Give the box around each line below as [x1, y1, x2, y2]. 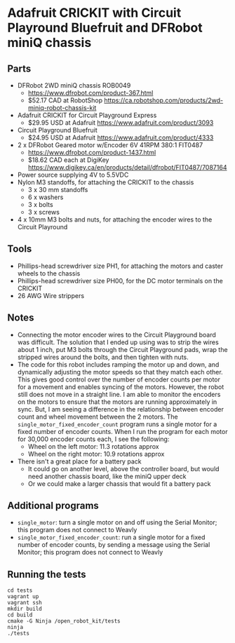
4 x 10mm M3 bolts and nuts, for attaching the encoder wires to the [17, 215, 213, 224]
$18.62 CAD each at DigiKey [27, 156, 109, 164]
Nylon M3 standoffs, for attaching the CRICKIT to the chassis [17, 178, 194, 187]
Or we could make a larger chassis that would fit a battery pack [27, 479, 211, 488]
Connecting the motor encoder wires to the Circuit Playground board [17, 330, 216, 339]
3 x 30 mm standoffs [27, 186, 88, 194]
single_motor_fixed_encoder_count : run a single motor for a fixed [17, 533, 206, 541]
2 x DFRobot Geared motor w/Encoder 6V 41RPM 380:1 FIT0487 [17, 141, 203, 149]
